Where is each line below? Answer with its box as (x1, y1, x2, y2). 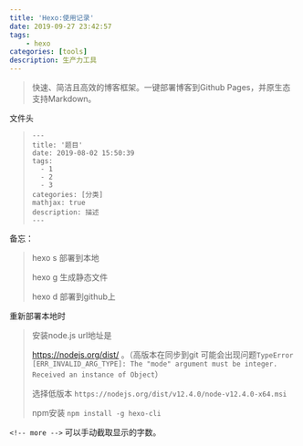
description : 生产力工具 (9, 56, 98, 65)
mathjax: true (31, 198, 86, 207)
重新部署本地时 (9, 311, 66, 321)
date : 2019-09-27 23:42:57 (9, 22, 112, 31)
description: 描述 (31, 208, 99, 217)
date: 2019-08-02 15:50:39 (31, 149, 135, 158)
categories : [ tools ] (9, 47, 89, 57)
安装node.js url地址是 (31, 330, 112, 340)
